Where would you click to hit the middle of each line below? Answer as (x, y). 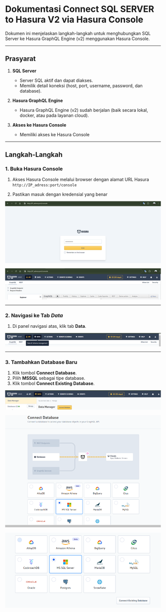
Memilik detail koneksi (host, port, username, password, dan (81, 86)
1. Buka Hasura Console (34, 169)
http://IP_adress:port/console (44, 185)
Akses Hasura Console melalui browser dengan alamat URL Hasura (81, 180)
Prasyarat (21, 59)
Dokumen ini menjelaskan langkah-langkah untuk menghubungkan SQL (78, 33)
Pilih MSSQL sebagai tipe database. (49, 378)
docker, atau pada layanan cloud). (54, 115)
